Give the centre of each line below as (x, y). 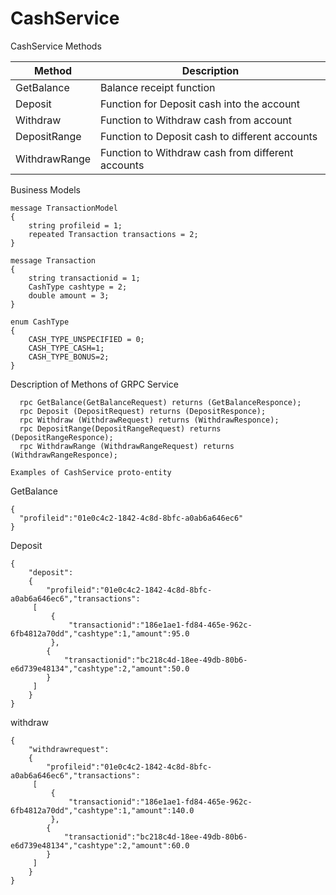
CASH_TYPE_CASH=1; (66, 348)
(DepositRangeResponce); (62, 437)
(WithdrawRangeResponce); (64, 455)
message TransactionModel (64, 208)
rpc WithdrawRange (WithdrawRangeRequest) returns (127, 446)
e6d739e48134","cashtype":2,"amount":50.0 (100, 668)
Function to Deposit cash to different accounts (209, 136)
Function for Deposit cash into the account (200, 104)
